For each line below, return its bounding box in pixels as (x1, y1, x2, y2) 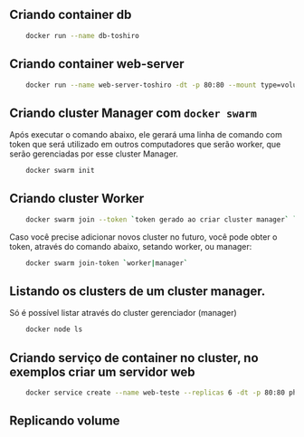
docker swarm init (25, 166, 95, 176)
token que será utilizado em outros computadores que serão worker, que (9, 139, 281, 150)
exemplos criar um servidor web (9, 364, 196, 379)
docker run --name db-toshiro (25, 31, 140, 40)
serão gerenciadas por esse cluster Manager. (9, 148, 179, 159)
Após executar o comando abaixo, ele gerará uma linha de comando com (9, 129, 282, 140)
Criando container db (9, 7, 132, 23)
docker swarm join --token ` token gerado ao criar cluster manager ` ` (25, 214, 298, 224)
